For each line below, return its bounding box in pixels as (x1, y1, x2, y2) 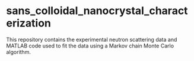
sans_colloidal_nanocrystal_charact (6, 4, 188, 18)
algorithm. (6, 48, 31, 55)
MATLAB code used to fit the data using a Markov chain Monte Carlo (6, 42, 174, 49)
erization (6, 16, 52, 30)
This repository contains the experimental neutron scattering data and (6, 36, 177, 43)
